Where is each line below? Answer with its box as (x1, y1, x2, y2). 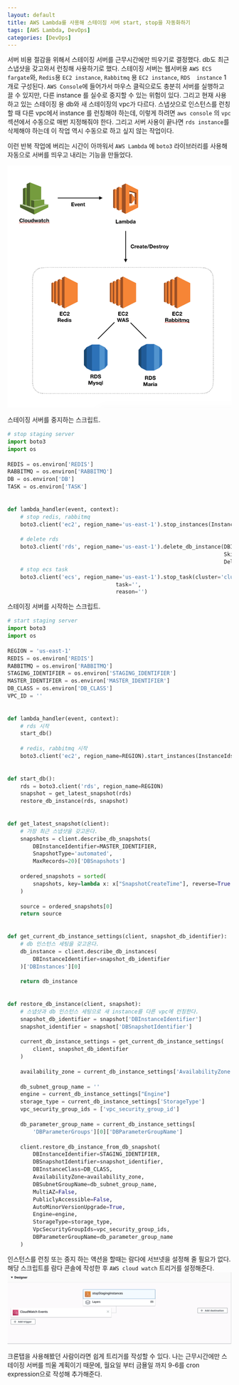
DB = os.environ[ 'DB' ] (7, 476, 75, 483)
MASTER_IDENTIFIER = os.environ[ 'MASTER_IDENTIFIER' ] (7, 678, 171, 685)
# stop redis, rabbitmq (20, 513, 91, 520)
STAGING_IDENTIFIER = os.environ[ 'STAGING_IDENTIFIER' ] (7, 670, 176, 677)
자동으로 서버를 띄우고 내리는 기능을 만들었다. (7, 150, 133, 160)
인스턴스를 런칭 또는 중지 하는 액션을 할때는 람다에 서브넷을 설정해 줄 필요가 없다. (7, 1255, 231, 1263)
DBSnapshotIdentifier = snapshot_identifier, (33, 1158, 164, 1166)
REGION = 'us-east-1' (7, 647, 72, 655)
